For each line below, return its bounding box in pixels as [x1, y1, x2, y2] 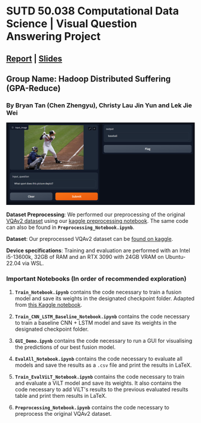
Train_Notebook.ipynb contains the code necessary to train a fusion [14, 288, 182, 295]
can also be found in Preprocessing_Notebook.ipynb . [6, 223, 135, 231]
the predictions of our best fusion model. [14, 343, 116, 351]
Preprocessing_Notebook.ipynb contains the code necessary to [14, 403, 169, 411]
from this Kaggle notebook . [14, 301, 83, 308]
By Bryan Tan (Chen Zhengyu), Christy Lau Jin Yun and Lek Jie [6, 101, 193, 109]
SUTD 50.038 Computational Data [6, 4, 179, 18]
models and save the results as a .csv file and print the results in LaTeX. [14, 361, 192, 368]
